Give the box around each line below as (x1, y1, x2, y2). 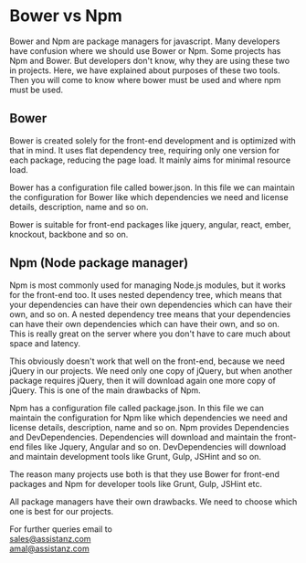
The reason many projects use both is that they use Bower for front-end (9, 468, 280, 480)
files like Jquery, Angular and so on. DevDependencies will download (26, 441, 287, 452)
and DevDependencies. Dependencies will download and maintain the (9, 431, 273, 442)
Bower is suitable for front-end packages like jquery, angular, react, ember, (9, 218, 291, 229)
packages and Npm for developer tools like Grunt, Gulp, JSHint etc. (9, 478, 263, 489)
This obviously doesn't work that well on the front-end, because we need (9, 356, 285, 366)
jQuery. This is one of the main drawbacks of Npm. (9, 385, 201, 396)
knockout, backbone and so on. (9, 228, 129, 239)
